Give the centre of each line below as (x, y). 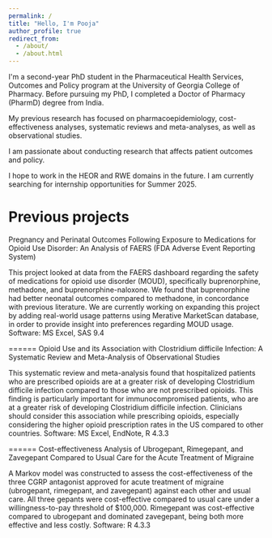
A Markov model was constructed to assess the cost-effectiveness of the (131, 473)
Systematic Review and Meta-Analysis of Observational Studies (114, 357)
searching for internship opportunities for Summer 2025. (102, 184)
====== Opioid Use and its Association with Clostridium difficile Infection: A (136, 348)
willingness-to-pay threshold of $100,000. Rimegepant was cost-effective (132, 507)
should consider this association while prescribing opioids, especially (124, 415)
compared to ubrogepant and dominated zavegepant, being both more (126, 516)
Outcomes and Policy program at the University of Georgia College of (124, 85)
